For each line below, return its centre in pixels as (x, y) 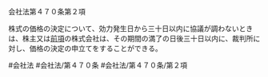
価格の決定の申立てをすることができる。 (96, 48)
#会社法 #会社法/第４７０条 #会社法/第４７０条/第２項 (98, 65)
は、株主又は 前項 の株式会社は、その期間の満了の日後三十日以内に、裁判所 (131, 38)
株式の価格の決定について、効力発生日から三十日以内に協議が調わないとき (131, 29)
